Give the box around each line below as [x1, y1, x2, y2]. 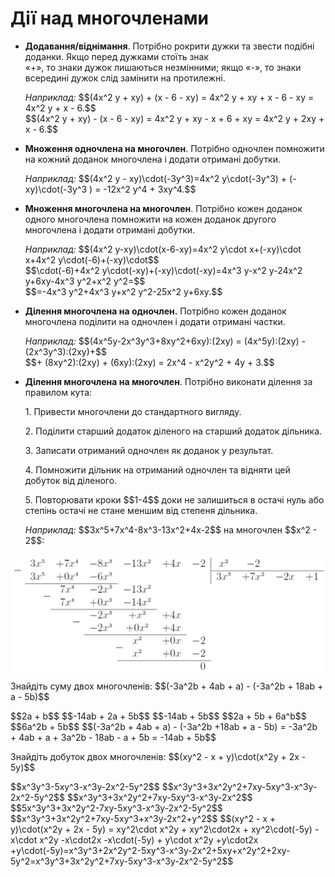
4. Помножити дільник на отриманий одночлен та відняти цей [24, 463, 291, 476]
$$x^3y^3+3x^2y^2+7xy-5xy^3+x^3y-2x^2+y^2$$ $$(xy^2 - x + [10, 812, 277, 824]
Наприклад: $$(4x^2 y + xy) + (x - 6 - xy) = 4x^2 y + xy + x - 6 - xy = [24, 91, 315, 103]
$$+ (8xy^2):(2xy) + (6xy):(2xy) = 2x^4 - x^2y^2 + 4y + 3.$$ [24, 356, 275, 368]
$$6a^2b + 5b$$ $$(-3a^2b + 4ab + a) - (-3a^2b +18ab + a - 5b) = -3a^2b [10, 720, 318, 732]
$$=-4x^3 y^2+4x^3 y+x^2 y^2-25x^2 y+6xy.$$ [24, 285, 223, 297]
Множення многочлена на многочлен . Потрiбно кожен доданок [24, 202, 303, 214]
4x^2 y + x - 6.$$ [24, 102, 97, 114]
